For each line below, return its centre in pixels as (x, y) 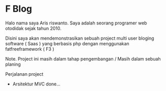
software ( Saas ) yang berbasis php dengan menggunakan (67, 43)
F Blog (19, 9)
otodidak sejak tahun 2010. (34, 28)
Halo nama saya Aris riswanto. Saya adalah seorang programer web (76, 23)
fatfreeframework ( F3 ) (30, 49)
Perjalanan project (24, 74)
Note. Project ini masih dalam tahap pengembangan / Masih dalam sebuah (83, 58)
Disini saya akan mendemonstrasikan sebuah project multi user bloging (80, 38)
